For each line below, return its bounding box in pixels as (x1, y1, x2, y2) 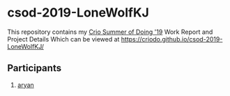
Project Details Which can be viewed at (7, 35, 120, 43)
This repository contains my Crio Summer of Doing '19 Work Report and (7, 28, 213, 36)
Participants (7, 62, 61, 74)
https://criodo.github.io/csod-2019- (121, 35, 223, 43)
